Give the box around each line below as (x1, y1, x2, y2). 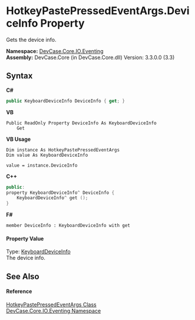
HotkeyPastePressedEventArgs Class (6, 301, 97, 308)
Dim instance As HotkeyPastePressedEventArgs (6, 147, 120, 153)
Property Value (6, 235, 44, 242)
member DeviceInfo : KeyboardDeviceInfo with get (6, 223, 131, 229)
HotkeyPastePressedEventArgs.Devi (6, 4, 190, 18)
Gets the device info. (6, 36, 57, 43)
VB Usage (6, 136, 31, 143)
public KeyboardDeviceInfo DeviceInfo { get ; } (6, 98, 125, 104)
